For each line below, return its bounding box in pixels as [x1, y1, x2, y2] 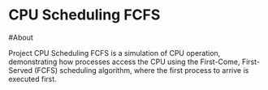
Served [8, 65, 32, 75]
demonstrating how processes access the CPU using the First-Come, [8, 57, 240, 66]
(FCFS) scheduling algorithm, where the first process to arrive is [33, 65, 249, 75]
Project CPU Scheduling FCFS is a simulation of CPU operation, [8, 48, 221, 58]
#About [8, 32, 34, 42]
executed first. [8, 74, 57, 84]
